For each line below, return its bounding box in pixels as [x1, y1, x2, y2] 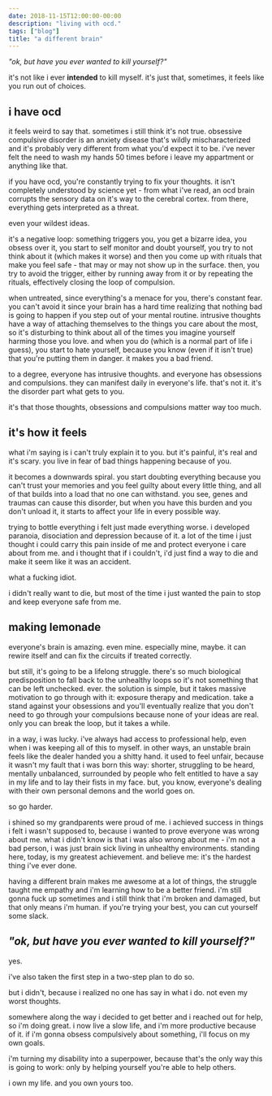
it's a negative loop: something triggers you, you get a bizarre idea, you [8, 234, 248, 244]
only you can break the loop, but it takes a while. [8, 718, 171, 728]
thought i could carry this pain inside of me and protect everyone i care [8, 539, 247, 549]
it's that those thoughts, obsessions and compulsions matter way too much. [8, 402, 262, 412]
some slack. [8, 911, 49, 920]
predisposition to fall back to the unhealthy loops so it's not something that [8, 675, 258, 685]
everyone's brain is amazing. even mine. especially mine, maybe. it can [8, 642, 246, 651]
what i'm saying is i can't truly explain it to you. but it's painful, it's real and [8, 447, 257, 457]
